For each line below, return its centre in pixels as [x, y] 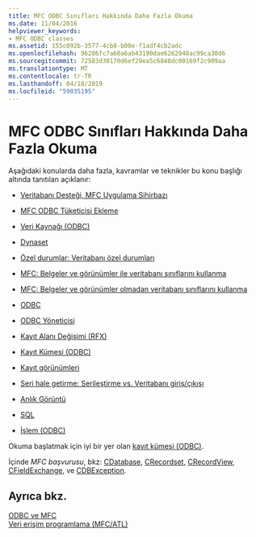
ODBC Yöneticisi [47, 321]
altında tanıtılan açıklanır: [50, 180]
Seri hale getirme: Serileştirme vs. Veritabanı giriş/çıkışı [112, 384]
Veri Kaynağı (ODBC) [55, 227]
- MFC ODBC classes [41, 38]
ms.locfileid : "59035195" [52, 91]
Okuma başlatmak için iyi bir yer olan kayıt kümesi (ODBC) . [106, 446]
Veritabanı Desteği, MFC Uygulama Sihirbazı [94, 195]
